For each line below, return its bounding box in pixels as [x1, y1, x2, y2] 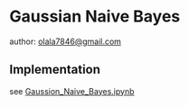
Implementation [9, 62, 101, 77]
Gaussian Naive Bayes [9, 6, 181, 27]
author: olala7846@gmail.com [9, 36, 122, 47]
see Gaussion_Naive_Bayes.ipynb [9, 85, 135, 96]
